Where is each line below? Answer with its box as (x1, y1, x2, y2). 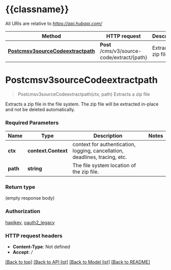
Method (41, 32, 61, 39)
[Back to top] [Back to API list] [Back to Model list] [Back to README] (5, 259, 150, 265)
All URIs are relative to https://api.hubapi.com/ (5, 20, 103, 26)
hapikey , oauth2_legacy (5, 219, 55, 225)
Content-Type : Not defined (12, 244, 70, 250)
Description (93, 132, 123, 140)
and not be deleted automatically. (5, 106, 75, 113)
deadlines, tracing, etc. (72, 154, 127, 161)
